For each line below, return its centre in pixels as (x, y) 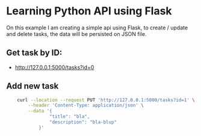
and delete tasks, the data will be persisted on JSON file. (76, 34)
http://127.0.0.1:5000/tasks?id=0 (54, 67)
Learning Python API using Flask (89, 11)
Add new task (32, 86)
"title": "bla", (70, 117)
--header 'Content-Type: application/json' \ (86, 105)
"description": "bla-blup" (83, 122)
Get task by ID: (34, 53)
